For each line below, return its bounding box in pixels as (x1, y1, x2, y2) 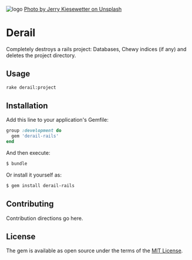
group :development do (6, 128, 62, 134)
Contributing (6, 199, 54, 209)
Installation (6, 101, 48, 111)
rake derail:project (6, 84, 57, 91)
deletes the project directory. (6, 52, 76, 59)
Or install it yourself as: (6, 171, 62, 178)
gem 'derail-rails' (11, 133, 59, 139)
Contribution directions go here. (6, 215, 83, 222)
